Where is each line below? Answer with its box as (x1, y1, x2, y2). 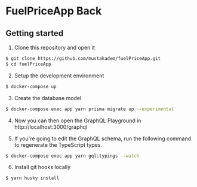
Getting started (5, 28, 64, 38)
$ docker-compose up (5, 83, 57, 89)
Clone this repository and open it (14, 44, 95, 51)
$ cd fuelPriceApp (5, 61, 51, 67)
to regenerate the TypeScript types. (14, 141, 103, 148)
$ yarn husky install (5, 175, 60, 181)
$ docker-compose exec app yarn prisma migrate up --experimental (5, 106, 174, 112)
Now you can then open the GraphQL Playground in (14, 117, 141, 124)
